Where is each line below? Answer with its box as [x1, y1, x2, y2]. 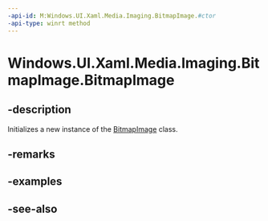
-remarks [7, 147, 55, 161]
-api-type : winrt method [7, 19, 91, 27]
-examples [7, 174, 63, 189]
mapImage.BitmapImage [7, 71, 175, 89]
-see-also [7, 202, 58, 215]
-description [7, 103, 71, 117]
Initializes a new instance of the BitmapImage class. [7, 124, 178, 133]
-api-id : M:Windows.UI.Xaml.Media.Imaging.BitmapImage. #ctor [7, 11, 217, 20]
